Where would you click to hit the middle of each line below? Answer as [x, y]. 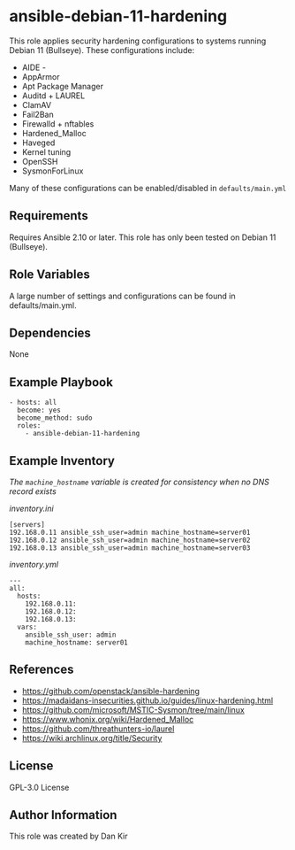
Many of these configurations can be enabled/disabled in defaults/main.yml [148, 188]
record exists [33, 491]
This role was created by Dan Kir [68, 836]
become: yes [39, 410]
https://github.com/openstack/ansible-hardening [111, 691]
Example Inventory [62, 461]
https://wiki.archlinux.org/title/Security [92, 738]
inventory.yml [34, 564]
